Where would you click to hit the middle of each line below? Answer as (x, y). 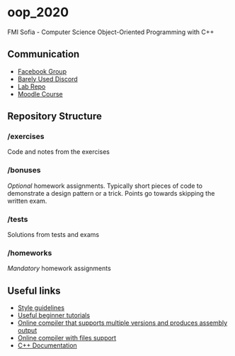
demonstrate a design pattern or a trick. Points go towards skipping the (111, 193)
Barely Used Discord (47, 79)
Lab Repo (31, 87)
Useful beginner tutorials (54, 316)
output (27, 330)
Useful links (34, 290)
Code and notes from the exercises (59, 152)
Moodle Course (40, 94)
